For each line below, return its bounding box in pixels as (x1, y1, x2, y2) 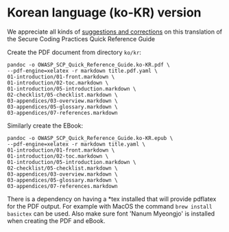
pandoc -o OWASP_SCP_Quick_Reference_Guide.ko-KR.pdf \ (7, 61, 170, 68)
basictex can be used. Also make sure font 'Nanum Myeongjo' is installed (7, 209, 215, 218)
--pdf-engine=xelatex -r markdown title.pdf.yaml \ (7, 67, 158, 74)
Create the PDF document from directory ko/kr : (7, 48, 142, 56)
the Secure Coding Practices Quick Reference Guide (7, 34, 156, 43)
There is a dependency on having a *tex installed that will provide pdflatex (7, 194, 217, 203)
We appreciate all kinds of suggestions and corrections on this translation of (7, 27, 223, 36)
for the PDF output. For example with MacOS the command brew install (7, 202, 213, 210)
